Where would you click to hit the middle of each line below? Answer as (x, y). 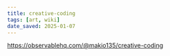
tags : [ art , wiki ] (34, 20)
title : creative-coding (41, 13)
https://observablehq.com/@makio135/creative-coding (85, 46)
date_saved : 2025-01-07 (41, 26)
